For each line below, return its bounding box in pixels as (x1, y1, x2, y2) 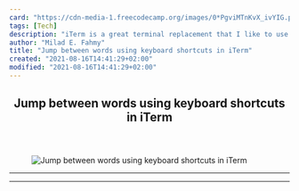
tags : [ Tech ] (9, 21, 58, 30)
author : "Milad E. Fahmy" (9, 37, 105, 47)
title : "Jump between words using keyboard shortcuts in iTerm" (9, 46, 253, 55)
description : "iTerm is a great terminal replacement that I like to (9, 29, 273, 38)
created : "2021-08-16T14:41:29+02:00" (9, 54, 153, 63)
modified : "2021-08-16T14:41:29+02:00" (9, 63, 158, 72)
